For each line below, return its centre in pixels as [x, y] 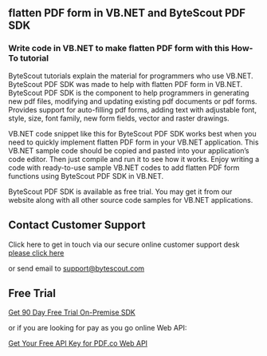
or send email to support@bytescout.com [77, 268]
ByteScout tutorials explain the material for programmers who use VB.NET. [131, 76]
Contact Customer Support [77, 225]
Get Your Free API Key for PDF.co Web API [78, 343]
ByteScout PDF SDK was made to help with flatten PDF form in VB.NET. [126, 84]
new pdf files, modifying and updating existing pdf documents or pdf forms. [133, 101]
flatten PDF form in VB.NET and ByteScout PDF [127, 13]
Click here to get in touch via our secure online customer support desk [124, 244]
